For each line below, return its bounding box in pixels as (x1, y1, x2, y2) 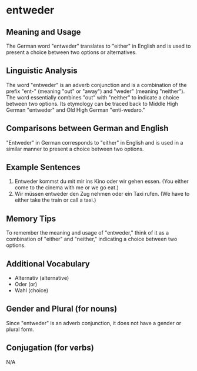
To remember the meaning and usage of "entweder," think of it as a (6, 229, 169, 236)
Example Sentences (6, 162, 81, 172)
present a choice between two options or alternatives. (6, 49, 137, 56)
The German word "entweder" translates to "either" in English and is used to (6, 42, 191, 49)
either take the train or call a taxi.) (14, 196, 96, 203)
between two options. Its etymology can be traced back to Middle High (6, 100, 178, 107)
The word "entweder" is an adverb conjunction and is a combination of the (6, 81, 187, 88)
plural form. (6, 326, 34, 333)
